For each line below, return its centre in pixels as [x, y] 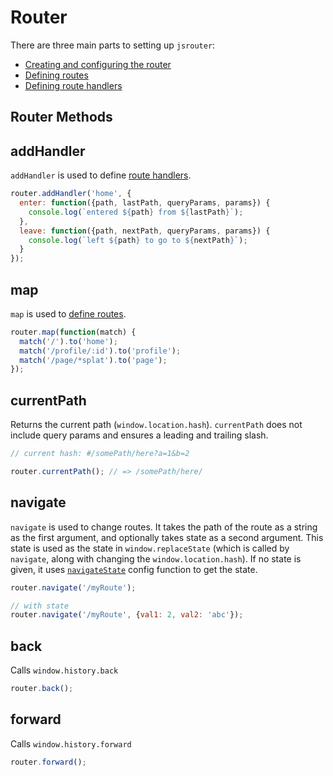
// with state [40, 606]
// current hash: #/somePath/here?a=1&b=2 [100, 454]
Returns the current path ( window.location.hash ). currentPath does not [156, 425]
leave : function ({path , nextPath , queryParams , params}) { [145, 231]
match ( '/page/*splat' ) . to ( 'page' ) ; [93, 360]
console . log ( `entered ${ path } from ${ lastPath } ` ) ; [136, 212]
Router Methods [61, 117]
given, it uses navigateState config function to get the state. [134, 569]
